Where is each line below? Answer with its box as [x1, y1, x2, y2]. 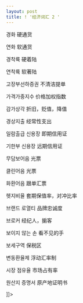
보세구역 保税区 [6, 242, 42, 249]
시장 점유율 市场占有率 [6, 266, 58, 273]
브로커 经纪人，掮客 [6, 217, 52, 224]
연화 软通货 [6, 43, 33, 50]
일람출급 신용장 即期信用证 [6, 130, 68, 137]
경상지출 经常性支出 [6, 117, 52, 124]
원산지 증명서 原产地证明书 [6, 278, 68, 286]
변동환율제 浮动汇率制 [6, 254, 57, 261]
